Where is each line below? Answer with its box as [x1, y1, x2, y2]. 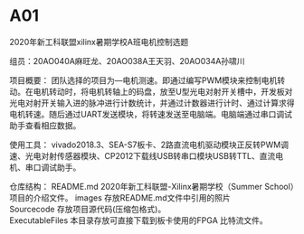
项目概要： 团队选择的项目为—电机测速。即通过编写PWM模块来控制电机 [9, 74, 278, 86]
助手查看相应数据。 [9, 119, 81, 131]
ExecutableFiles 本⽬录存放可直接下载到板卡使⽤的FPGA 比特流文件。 [9, 214, 269, 226]
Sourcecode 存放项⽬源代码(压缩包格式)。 [9, 203, 166, 214]
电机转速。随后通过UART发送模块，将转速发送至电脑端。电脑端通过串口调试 [9, 108, 292, 119]
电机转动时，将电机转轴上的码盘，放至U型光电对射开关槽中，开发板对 [33, 86, 293, 97]
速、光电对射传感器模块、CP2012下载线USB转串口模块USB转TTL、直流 [9, 150, 276, 161]
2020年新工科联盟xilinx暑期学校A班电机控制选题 [9, 36, 189, 47]
